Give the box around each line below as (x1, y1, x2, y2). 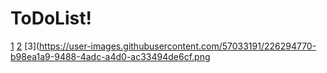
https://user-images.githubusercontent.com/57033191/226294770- (39, 40, 317, 52)
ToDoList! (10, 7, 92, 30)
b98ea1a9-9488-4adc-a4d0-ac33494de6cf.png (10, 50, 211, 62)
